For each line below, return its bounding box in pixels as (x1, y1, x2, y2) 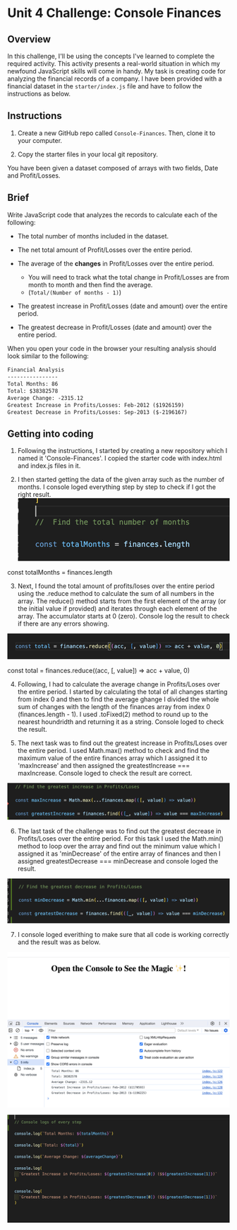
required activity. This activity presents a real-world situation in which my (7, 59, 221, 68)
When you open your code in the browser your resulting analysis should (7, 344, 217, 352)
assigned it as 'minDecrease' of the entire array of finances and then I (17, 849, 221, 858)
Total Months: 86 (7, 380, 59, 387)
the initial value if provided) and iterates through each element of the (17, 604, 217, 613)
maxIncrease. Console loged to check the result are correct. (17, 769, 193, 777)
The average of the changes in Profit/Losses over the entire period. (17, 259, 214, 268)
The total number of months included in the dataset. (17, 231, 169, 240)
